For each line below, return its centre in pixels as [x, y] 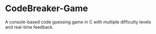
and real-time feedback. [29, 27]
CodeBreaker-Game [47, 8]
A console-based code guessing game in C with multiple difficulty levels [78, 22]
